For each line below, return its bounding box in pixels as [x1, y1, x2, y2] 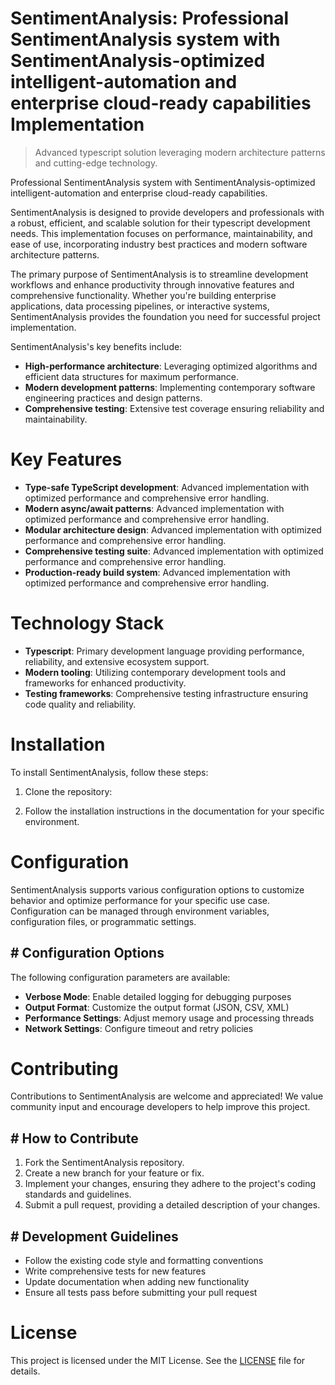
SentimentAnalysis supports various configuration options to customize [10, 883, 305, 896]
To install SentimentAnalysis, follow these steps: [10, 766, 209, 778]
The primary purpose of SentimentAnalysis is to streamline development [10, 268, 309, 280]
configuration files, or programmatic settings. [10, 915, 197, 927]
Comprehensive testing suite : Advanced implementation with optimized [24, 545, 324, 557]
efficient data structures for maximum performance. [24, 370, 240, 382]
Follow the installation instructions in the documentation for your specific [24, 805, 325, 817]
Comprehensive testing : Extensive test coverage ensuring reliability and [24, 402, 325, 414]
